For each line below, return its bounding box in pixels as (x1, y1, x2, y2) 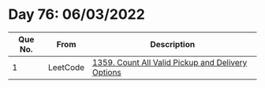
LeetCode (48, 61, 85, 72)
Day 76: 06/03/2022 (8, 5, 146, 24)
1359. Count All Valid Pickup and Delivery (91, 57, 248, 68)
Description (149, 38, 196, 49)
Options (91, 67, 122, 78)
